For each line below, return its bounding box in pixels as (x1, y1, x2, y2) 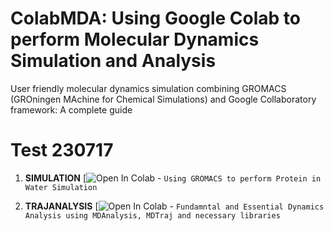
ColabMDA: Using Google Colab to (10, 7, 302, 30)
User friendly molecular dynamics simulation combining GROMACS (10, 82, 287, 94)
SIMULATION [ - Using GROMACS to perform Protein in (24, 172, 322, 184)
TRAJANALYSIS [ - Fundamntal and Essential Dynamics (24, 200, 325, 212)
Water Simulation (24, 182, 98, 192)
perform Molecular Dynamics (10, 28, 260, 51)
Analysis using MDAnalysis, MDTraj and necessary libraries (24, 210, 281, 221)
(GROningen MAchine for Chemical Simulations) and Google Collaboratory (10, 93, 317, 105)
